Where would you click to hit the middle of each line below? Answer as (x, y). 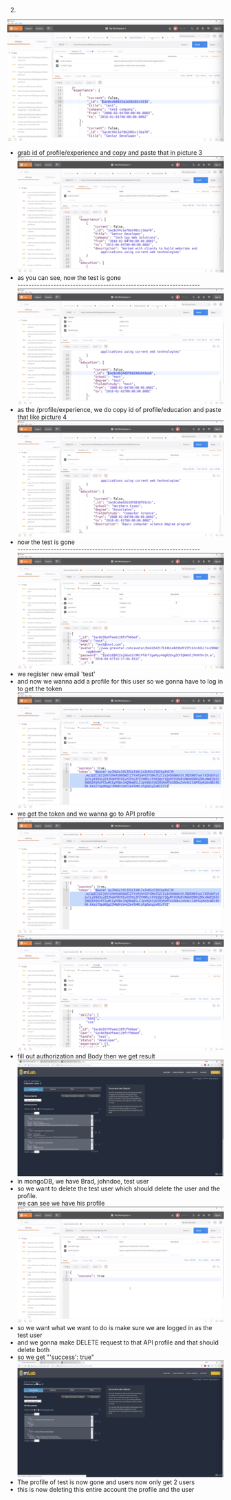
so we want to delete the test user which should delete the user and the (119, 1188)
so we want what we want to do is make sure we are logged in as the (114, 1328)
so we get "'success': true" (56, 1357)
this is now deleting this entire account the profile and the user (106, 1489)
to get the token (40, 689)
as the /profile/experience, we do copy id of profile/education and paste (119, 410)
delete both (33, 1350)
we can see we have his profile (61, 1203)
